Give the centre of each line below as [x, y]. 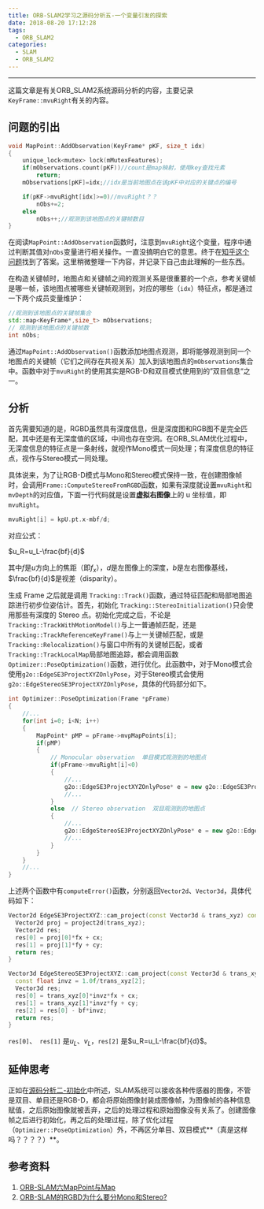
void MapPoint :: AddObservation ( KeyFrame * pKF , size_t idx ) [107, 146]
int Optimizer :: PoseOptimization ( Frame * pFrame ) [89, 699]
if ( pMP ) [49, 743]
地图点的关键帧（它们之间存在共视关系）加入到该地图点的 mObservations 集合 [131, 361]
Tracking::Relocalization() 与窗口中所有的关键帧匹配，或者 [106, 645]
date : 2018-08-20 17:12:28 [52, 23]
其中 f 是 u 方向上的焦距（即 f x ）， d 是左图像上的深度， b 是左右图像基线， [120, 568]
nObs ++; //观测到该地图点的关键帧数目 [90, 219]
